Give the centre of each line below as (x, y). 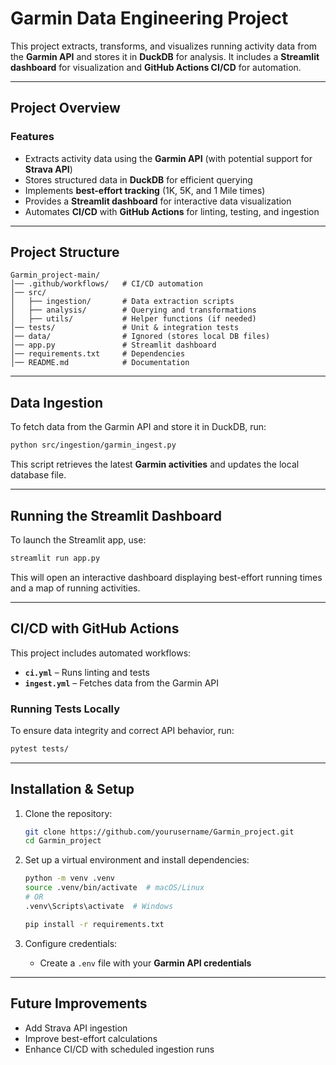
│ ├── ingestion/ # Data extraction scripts (122, 302)
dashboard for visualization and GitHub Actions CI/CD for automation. (156, 67)
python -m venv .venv (69, 878)
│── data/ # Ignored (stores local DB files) (140, 337)
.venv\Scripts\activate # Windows (99, 906)
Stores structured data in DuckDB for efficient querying (138, 179)
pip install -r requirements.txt (94, 924)
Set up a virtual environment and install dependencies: (137, 860)
